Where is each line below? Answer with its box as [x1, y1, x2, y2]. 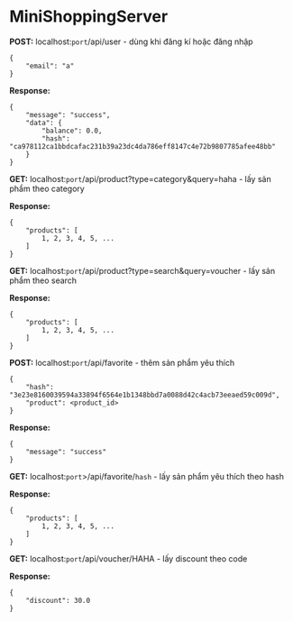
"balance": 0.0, [41, 126, 103, 135]
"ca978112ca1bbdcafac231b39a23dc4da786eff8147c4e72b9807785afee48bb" [9, 142, 277, 151]
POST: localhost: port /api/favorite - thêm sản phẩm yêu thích [9, 357, 235, 368]
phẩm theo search [9, 275, 78, 286]
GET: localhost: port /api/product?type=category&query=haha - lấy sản [9, 173, 272, 184]
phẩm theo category [9, 183, 86, 194]
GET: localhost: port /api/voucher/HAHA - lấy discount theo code [9, 553, 248, 564]
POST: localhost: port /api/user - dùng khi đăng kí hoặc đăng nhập [9, 36, 254, 47]
